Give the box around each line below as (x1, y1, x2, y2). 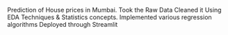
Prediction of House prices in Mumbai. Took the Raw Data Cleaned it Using (7, 6, 222, 14)
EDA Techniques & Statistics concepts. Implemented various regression (7, 13, 212, 21)
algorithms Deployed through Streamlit (7, 21, 118, 28)
